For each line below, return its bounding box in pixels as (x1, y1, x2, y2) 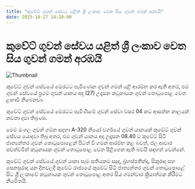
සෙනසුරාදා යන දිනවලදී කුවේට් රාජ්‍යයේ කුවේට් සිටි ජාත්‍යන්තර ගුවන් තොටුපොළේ (6, 164, 185, 171)
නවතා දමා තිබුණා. (6, 115, 47, 122)
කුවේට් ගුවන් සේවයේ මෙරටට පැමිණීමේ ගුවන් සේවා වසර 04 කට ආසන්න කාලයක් (6, 108, 189, 115)
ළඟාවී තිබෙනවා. (6, 96, 44, 103)
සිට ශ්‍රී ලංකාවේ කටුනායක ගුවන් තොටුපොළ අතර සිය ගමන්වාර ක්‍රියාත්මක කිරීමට (6, 171, 183, 178)
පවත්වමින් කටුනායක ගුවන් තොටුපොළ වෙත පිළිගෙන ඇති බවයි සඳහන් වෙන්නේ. (6, 146, 186, 153)
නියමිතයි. (6, 177, 28, 184)
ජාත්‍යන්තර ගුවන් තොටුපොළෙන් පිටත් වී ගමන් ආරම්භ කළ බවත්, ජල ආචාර (6, 139, 173, 146)
